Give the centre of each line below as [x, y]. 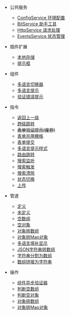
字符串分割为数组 [35, 256]
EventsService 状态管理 [41, 36]
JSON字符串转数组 [36, 249]
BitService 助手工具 [37, 24]
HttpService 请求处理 [38, 30]
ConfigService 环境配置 [41, 18]
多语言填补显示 [32, 243]
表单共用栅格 [30, 136]
